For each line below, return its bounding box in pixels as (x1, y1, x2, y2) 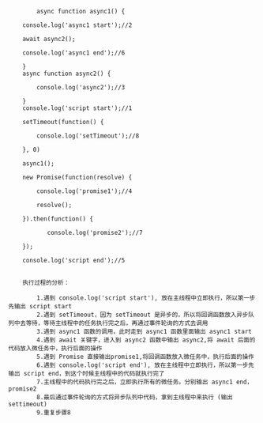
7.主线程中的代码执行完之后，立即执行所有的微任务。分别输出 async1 (36, 378, 233, 386)
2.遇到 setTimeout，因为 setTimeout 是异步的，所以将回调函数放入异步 (36, 311, 249, 319)
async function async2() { (22, 70, 111, 77)
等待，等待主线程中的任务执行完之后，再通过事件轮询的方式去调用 (25, 319, 209, 327)
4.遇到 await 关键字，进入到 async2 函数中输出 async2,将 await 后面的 (36, 336, 256, 344)
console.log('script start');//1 (22, 104, 133, 112)
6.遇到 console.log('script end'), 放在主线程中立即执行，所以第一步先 (36, 361, 254, 369)
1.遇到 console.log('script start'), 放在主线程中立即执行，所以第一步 (36, 294, 256, 302)
